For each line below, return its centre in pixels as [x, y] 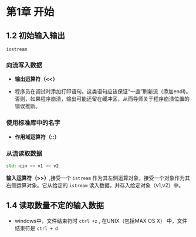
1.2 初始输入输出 [36, 35]
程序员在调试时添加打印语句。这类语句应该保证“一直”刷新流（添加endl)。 [103, 92]
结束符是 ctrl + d [36, 228]
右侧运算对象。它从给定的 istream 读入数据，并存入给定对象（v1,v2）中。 [95, 185]
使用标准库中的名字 [33, 123]
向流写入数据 [24, 65]
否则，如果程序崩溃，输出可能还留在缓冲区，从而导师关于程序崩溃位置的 [102, 99]
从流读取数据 [24, 153]
